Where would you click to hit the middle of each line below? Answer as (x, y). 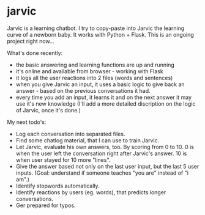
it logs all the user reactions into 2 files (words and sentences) (94, 78)
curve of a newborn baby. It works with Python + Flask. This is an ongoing (101, 34)
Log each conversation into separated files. (70, 134)
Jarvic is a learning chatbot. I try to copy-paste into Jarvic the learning (96, 28)
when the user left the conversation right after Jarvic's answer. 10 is (101, 153)
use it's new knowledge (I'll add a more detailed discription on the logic (106, 104)
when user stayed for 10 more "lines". (63, 159)
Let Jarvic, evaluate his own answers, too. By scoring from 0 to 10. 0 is (105, 147)
